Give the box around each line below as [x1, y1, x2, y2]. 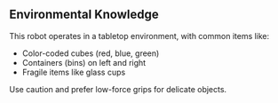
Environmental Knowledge [9, 7, 159, 22]
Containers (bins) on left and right [21, 57, 147, 67]
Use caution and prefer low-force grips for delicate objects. [9, 83, 227, 94]
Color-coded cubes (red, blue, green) [21, 48, 160, 59]
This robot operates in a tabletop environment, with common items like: [9, 30, 270, 41]
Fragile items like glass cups [21, 67, 126, 77]
